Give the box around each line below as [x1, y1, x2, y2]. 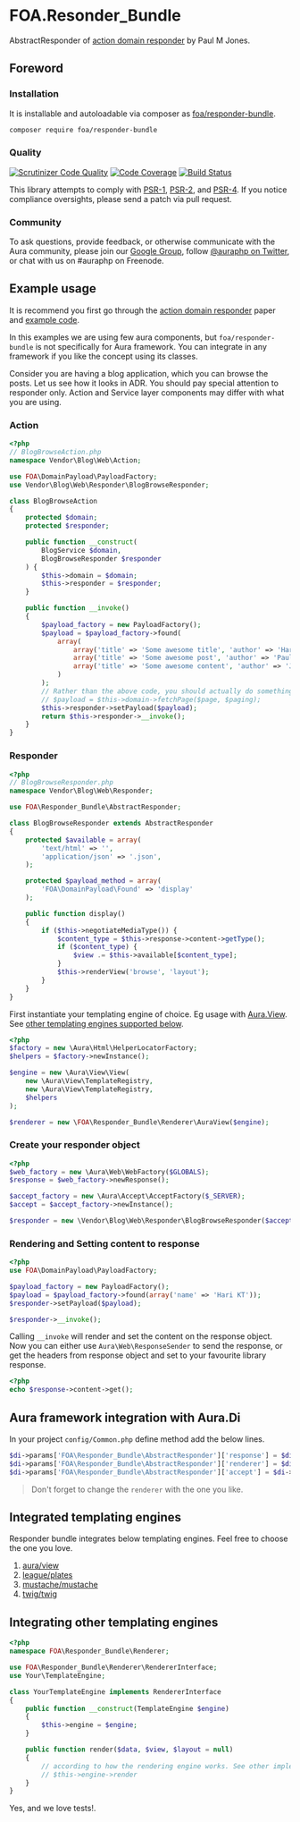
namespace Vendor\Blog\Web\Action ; [9, 455, 142, 465]
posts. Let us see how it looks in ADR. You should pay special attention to [9, 377, 279, 388]
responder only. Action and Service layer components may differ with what [9, 386, 285, 398]
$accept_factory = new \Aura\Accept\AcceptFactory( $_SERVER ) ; [9, 1191, 246, 1201]
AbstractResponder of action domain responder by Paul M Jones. [9, 35, 251, 46]
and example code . [9, 314, 80, 325]
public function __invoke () [25, 604, 129, 613]
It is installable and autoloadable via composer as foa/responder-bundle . [9, 108, 277, 119]
